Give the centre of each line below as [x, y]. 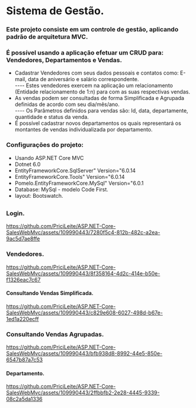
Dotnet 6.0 [28, 164]
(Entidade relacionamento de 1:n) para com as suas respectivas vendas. [102, 92]
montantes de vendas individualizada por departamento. [83, 130]
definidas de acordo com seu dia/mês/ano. [67, 104]
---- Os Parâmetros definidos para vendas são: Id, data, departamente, [101, 111]
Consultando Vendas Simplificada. [50, 293]
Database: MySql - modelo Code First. [61, 189]
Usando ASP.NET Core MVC [49, 158]
